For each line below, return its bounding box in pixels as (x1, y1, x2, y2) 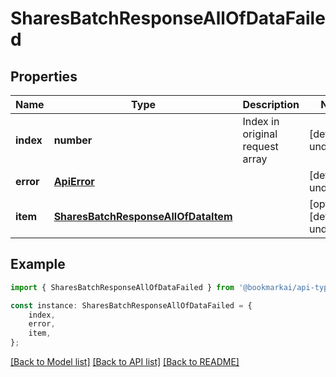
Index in (242, 115, 280, 128)
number (53, 133, 93, 147)
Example (10, 256, 66, 273)
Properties (10, 68, 78, 85)
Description (242, 98, 300, 111)
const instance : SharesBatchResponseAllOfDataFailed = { (10, 300, 253, 311)
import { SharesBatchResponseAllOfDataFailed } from (10, 282, 235, 292)
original (242, 127, 278, 141)
